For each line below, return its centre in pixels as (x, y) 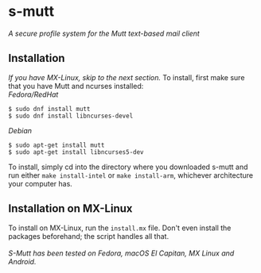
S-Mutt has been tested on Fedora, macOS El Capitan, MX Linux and (121, 253)
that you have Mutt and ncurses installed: (76, 86)
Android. (22, 261)
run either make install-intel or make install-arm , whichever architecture (130, 175)
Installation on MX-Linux (70, 209)
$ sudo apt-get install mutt (56, 145)
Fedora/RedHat (33, 94)
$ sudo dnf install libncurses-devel (71, 116)
